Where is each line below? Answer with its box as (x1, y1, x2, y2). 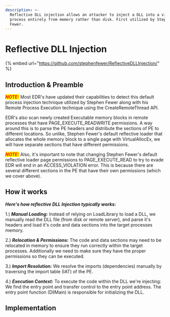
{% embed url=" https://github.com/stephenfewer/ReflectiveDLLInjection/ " (5, 60, 160, 67)
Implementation (5, 304, 57, 312)
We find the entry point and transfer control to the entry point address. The (5, 283, 161, 290)
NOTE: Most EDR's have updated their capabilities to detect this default (5, 94, 154, 100)
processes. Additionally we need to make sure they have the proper (5, 247, 146, 254)
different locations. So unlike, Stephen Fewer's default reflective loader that (5, 131, 163, 137)
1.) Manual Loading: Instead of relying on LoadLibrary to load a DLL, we (5, 211, 156, 217)
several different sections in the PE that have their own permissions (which (5, 168, 161, 173)
